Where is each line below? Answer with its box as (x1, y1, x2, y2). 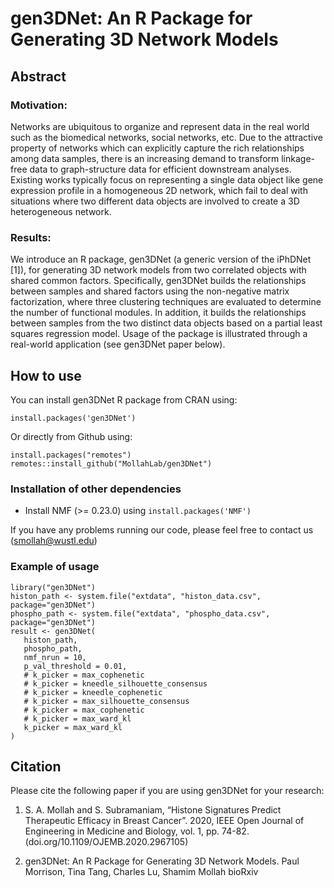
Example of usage (10, 560, 100, 574)
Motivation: (10, 98, 68, 112)
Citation (10, 758, 62, 775)
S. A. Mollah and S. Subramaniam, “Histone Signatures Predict (24, 804, 282, 816)
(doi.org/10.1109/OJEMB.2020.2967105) (24, 836, 189, 848)
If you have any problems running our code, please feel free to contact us (10, 524, 314, 536)
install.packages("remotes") (10, 450, 132, 460)
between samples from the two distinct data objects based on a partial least (10, 317, 323, 329)
